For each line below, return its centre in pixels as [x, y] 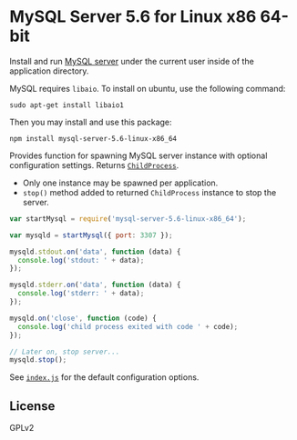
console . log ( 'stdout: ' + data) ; [81, 260]
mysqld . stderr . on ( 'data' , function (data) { [95, 285]
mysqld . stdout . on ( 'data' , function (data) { [95, 252]
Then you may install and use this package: [91, 122]
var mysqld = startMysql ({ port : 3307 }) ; [91, 235]
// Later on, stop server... [65, 352]
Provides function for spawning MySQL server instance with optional [138, 155]
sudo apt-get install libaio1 [67, 105]
